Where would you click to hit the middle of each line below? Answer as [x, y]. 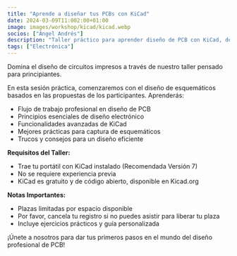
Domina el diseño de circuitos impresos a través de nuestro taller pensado [115, 67]
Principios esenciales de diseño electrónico [81, 116]
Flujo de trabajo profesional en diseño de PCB [84, 109]
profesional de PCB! [36, 245]
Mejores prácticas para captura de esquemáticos [89, 132]
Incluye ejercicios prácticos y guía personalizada [89, 224]
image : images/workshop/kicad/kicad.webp [69, 27]
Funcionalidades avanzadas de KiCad [72, 124]
